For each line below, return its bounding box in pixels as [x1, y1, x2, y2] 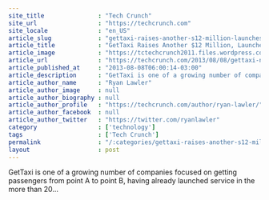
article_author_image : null [8, 86, 120, 94]
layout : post [8, 146, 120, 154]
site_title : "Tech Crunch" [8, 11, 152, 20]
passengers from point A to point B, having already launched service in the [8, 176, 255, 186]
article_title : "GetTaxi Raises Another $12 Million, [8, 42, 235, 50]
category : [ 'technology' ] [8, 123, 156, 131]
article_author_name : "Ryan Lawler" [8, 78, 152, 86]
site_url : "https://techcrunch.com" [8, 19, 192, 27]
